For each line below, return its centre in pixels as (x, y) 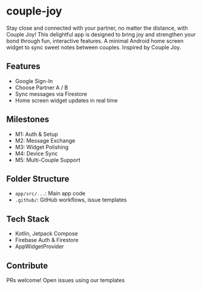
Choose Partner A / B (41, 87)
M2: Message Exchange (45, 140)
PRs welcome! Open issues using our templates (66, 280)
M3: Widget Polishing (42, 147)
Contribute (27, 265)
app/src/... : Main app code (50, 194)
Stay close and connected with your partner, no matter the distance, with (97, 28)
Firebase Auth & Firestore (47, 240)
